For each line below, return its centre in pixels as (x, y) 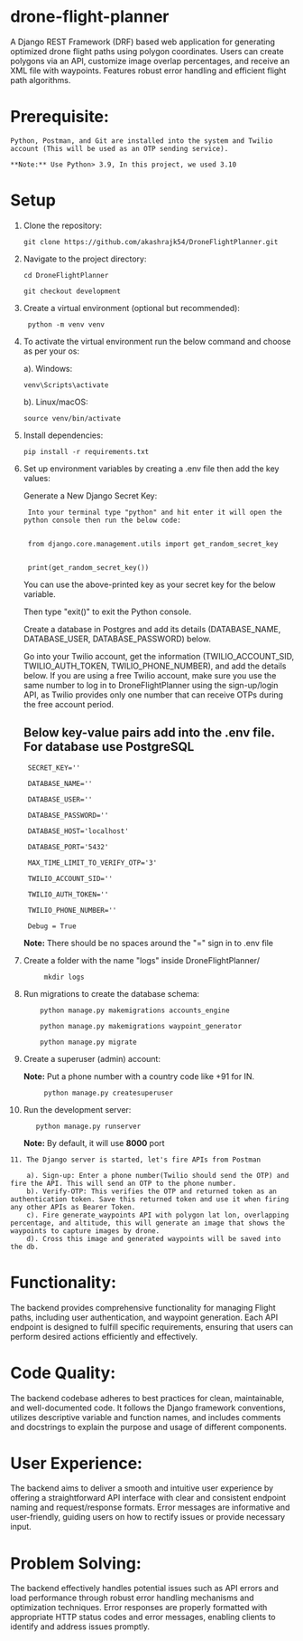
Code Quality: (63, 1373)
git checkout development (72, 291)
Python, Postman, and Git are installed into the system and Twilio (142, 141)
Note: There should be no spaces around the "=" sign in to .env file (148, 943)
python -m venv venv (66, 324)
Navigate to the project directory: (85, 259)
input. (21, 1527)
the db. (25, 1247)
